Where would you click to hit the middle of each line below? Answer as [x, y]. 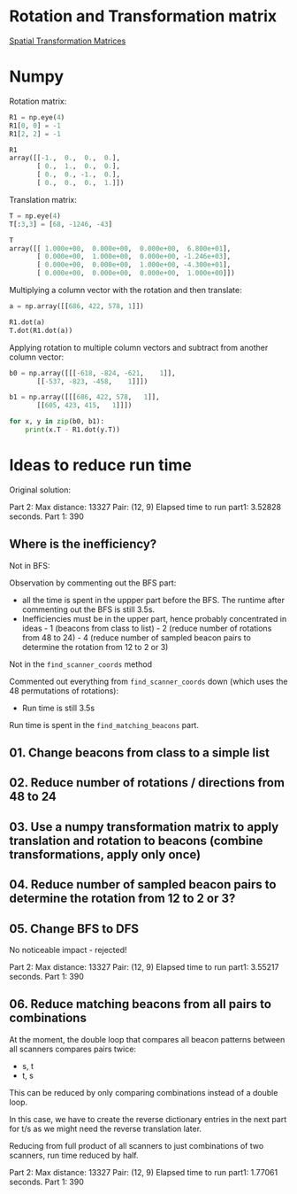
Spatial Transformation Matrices [68, 41]
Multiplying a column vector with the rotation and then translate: [126, 290]
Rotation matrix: [38, 101]
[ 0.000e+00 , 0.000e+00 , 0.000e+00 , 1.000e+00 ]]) [136, 273]
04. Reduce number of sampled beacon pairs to [143, 884]
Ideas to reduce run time [101, 465]
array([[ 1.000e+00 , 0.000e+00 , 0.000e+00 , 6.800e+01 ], [120, 248]
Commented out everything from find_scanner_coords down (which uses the [148, 681]
